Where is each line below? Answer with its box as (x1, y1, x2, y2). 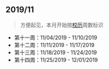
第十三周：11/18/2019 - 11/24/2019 (14, 49, 97, 56)
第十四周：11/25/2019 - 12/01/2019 (14, 56, 98, 63)
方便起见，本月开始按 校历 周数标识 (20, 21, 104, 29)
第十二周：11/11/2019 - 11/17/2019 (14, 41, 95, 48)
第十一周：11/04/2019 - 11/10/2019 (14, 34, 97, 41)
